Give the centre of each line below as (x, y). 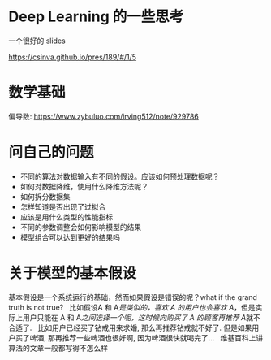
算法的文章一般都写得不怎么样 (58, 348)
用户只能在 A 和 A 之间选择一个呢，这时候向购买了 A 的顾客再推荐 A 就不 (142, 317)
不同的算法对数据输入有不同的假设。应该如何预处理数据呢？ (120, 176)
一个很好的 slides (37, 41)
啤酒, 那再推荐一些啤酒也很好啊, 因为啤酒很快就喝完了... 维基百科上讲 (146, 337)
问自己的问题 (52, 152)
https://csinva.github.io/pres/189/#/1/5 (72, 57)
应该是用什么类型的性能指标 (67, 217)
